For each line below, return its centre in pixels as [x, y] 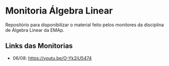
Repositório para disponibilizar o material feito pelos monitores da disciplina [85, 25]
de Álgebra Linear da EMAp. [35, 30]
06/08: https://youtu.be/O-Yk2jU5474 [52, 58]
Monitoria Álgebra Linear [59, 11]
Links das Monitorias [39, 46]
